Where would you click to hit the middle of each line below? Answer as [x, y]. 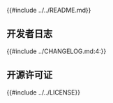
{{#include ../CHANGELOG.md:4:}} [56, 51]
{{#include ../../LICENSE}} [44, 92]
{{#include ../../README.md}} [49, 10]
